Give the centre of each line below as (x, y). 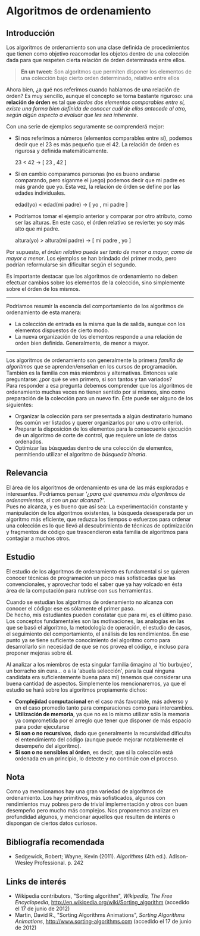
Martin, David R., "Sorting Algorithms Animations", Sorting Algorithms (100, 915)
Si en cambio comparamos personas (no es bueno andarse (87, 174)
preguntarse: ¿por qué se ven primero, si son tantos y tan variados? (89, 379)
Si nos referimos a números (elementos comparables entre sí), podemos (103, 138)
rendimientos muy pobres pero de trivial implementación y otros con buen (97, 804)
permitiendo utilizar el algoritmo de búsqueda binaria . (81, 454)
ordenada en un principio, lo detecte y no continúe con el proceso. (96, 758)
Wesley (24, 863)
